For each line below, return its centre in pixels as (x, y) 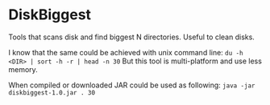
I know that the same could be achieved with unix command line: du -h (126, 52)
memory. (23, 69)
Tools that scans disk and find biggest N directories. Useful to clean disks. (132, 37)
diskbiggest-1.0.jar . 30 (52, 93)
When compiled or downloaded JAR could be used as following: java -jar (132, 85)
